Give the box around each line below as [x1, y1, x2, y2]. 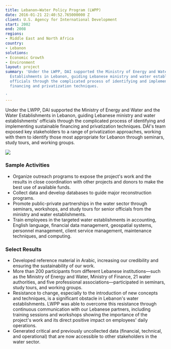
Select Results [5, 246, 42, 253]
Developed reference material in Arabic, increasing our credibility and [12, 258, 159, 264]
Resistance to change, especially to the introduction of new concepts [12, 290, 158, 296]
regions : [5, 31, 24, 36]
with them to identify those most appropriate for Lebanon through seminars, [5, 134, 164, 140]
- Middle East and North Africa [5, 36, 74, 41]
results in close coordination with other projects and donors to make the [12, 178, 164, 184]
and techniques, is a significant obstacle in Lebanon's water [12, 295, 139, 301]
